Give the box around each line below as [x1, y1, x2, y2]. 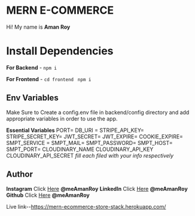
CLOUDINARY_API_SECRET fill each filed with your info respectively [6, 152, 174, 159]
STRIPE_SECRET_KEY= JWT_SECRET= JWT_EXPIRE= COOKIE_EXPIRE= [6, 132, 184, 140]
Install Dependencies [6, 44, 114, 58]
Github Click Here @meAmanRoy [6, 192, 90, 199]
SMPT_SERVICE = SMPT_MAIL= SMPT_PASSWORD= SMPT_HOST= [6, 139, 173, 146]
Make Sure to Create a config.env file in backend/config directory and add [6, 109, 190, 116]
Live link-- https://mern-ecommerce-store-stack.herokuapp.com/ [6, 203, 166, 210]
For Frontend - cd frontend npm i [6, 75, 92, 82]
